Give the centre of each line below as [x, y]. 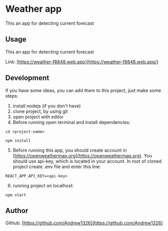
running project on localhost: [43, 185]
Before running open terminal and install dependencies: [71, 122]
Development [27, 78]
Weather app [33, 9]
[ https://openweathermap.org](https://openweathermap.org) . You [82, 155]
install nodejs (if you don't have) [47, 105]
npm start [16, 195]
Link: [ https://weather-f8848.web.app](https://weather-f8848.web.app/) [82, 62]
